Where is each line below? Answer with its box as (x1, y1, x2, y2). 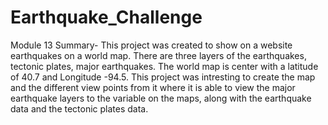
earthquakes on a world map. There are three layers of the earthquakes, (10, 49, 307, 61)
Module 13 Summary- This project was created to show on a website (10, 39, 293, 51)
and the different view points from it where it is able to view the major (10, 81, 296, 93)
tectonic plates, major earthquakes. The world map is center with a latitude (10, 60, 319, 72)
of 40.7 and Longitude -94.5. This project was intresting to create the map (10, 71, 316, 83)
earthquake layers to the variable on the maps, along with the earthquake (10, 92, 312, 104)
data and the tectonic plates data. (10, 102, 149, 115)
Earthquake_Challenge (10, 6, 203, 29)
